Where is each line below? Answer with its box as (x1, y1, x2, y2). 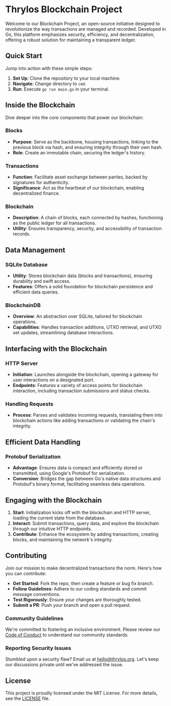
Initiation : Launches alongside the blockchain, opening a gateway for (12, 372, 159, 378)
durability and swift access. (12, 278, 71, 284)
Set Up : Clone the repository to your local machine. (12, 75, 121, 81)
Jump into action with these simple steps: (5, 65, 93, 71)
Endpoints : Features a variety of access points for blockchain (12, 382, 143, 389)
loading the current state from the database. (12, 515, 106, 521)
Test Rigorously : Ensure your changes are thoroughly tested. (12, 597, 142, 603)
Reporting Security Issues (5, 644, 71, 651)
